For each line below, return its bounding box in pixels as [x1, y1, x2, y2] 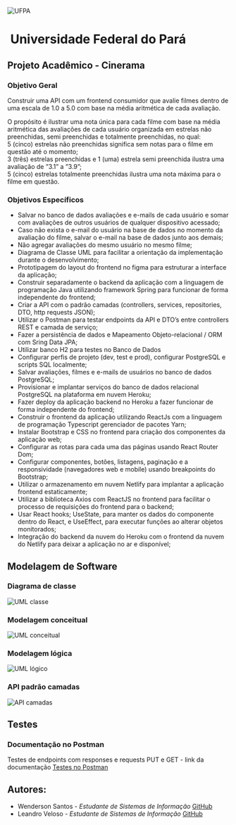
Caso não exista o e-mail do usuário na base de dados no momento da [17, 226, 223, 234]
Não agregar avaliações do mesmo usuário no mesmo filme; [17, 241, 192, 249]
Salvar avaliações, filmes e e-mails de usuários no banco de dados [17, 368, 212, 377]
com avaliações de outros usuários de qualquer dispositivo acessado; [17, 218, 221, 227]
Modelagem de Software [7, 560, 118, 572]
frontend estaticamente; [17, 488, 88, 496]
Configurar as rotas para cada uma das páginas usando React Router [17, 443, 218, 451]
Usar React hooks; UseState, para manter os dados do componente [17, 510, 214, 519]
